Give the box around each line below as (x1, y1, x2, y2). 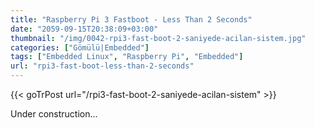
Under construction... (10, 108, 98, 120)
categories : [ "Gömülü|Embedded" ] (10, 42, 150, 53)
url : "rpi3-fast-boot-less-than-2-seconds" (10, 61, 195, 71)
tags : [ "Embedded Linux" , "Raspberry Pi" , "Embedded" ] (10, 52, 244, 62)
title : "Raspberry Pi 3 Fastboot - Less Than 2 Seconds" (10, 14, 253, 25)
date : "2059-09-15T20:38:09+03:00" (10, 24, 159, 34)
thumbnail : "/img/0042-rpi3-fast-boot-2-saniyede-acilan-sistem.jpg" (10, 33, 307, 43)
